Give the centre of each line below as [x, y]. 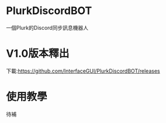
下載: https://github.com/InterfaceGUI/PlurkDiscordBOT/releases [83, 71]
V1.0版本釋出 [38, 54]
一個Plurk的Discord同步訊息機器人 [47, 28]
